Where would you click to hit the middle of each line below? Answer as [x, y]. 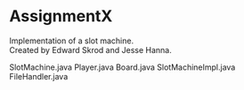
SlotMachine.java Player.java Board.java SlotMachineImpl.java [122, 67]
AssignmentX [61, 16]
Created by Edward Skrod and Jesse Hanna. [90, 49]
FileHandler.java [39, 76]
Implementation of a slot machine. [72, 41]
